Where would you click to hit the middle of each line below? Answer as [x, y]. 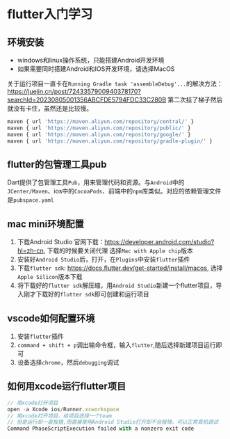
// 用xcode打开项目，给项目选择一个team [60, 416]
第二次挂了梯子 [189, 99]
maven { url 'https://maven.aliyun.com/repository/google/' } [99, 134]
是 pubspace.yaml [31, 200]
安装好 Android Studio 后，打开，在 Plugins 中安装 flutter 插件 [104, 260]
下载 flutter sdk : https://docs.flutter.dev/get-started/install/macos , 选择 [120, 268]
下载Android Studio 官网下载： [61, 242]
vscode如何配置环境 [51, 318]
